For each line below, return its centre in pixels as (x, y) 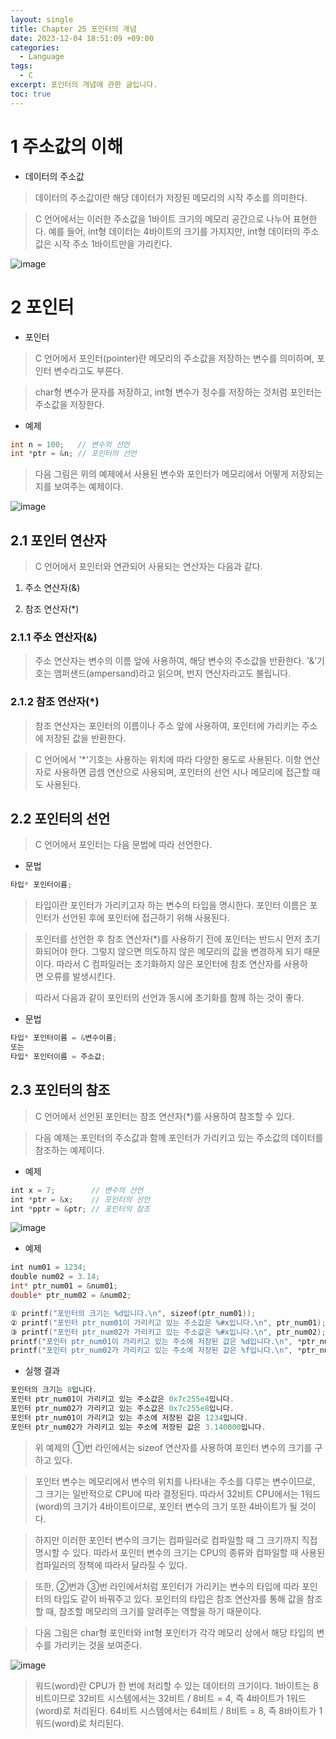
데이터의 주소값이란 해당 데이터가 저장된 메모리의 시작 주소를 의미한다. (171, 197)
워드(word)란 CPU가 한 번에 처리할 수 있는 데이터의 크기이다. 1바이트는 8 (176, 1685)
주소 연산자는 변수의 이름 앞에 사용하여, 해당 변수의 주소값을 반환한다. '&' (176, 661)
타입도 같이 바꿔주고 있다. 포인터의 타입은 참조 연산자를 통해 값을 (179, 1598)
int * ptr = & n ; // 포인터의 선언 (73, 454)
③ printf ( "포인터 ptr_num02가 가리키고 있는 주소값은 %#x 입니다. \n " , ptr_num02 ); (168, 1332)
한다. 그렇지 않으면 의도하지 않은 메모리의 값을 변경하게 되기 (185, 952)
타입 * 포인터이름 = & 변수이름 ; (64, 1038)
